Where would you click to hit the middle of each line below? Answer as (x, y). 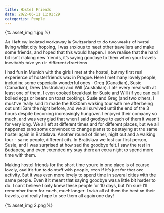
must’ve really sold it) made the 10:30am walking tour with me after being (79, 104)
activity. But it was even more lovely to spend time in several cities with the (81, 175)
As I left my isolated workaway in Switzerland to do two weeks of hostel (77, 42)
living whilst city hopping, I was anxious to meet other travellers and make (80, 47)
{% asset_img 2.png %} (29, 205)
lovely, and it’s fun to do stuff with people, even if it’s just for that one (74, 170)
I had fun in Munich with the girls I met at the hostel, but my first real (74, 72)
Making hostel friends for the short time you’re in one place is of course (77, 165)
